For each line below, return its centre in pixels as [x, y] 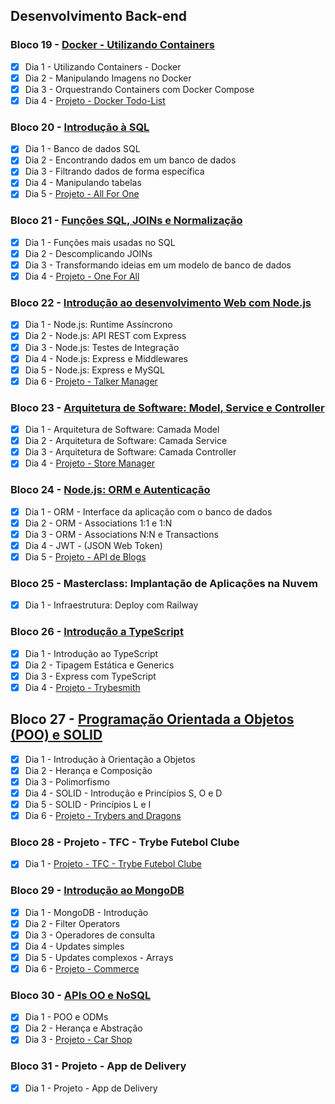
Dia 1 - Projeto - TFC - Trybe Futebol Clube [113, 864]
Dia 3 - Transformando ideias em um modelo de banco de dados [158, 265]
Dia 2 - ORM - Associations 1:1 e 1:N [98, 523]
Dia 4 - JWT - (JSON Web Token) [93, 545]
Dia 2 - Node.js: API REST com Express [105, 336]
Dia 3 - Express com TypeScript [90, 676]
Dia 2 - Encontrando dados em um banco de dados [130, 160]
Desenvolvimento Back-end [99, 16]
